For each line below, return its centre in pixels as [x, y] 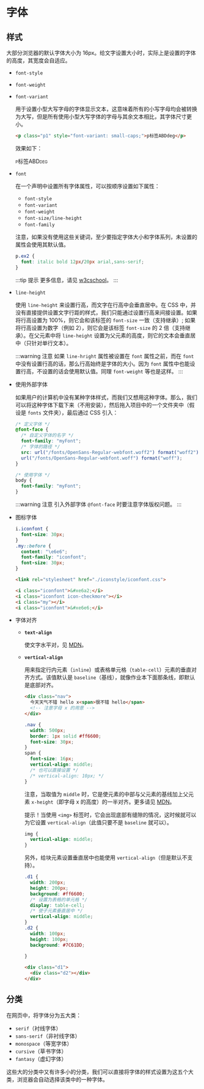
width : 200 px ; [48, 882]
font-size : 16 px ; [52, 759]
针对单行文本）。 [52, 343]
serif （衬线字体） [38, 1028]
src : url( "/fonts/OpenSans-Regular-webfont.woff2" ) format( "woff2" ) [110, 452]
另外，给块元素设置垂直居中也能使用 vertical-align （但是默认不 [106, 858]
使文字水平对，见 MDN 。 [56, 645]
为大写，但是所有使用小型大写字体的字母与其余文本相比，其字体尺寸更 [104, 116]
